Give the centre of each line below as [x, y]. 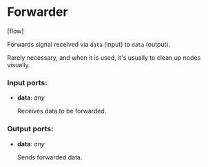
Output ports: [30, 129]
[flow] [15, 31]
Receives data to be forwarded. [62, 111]
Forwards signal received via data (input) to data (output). [89, 44]
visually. [19, 65]
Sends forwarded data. [50, 157]
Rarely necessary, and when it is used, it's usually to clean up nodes [104, 57]
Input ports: [27, 82]
